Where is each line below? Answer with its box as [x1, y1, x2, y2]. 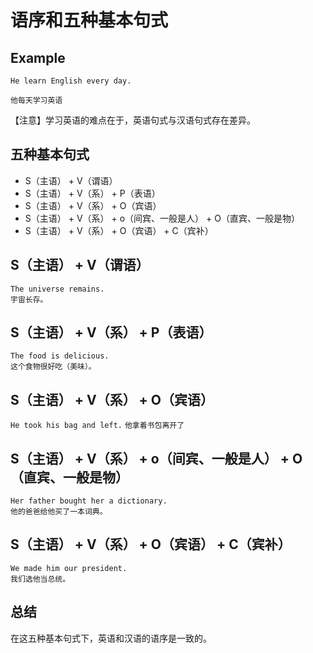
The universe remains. [10, 284, 105, 294]
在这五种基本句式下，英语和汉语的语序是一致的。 [10, 632, 212, 644]
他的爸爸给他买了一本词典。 [10, 507, 108, 517]
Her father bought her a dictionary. [10, 496, 168, 506]
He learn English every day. [10, 76, 132, 86]
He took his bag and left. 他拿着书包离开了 [10, 421, 185, 431]
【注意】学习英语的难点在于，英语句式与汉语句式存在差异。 [10, 114, 256, 126]
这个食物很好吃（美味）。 [10, 362, 97, 372]
